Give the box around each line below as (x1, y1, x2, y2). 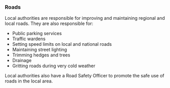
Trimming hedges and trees (12, 52, 70, 58)
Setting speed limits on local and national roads (12, 41, 112, 47)
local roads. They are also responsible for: (5, 20, 93, 26)
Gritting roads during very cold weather (12, 63, 95, 69)
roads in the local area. (5, 78, 53, 84)
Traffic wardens (12, 36, 46, 42)
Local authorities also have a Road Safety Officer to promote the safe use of (5, 73, 164, 79)
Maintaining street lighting (12, 47, 67, 53)
